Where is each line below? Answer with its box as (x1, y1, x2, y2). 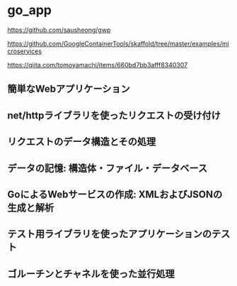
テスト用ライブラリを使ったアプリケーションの (7, 228, 212, 240)
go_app (7, 2, 52, 18)
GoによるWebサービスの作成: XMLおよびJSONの (7, 188, 223, 200)
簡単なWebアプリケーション (7, 83, 131, 95)
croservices (7, 47, 42, 55)
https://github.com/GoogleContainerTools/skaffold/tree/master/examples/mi (7, 39, 230, 48)
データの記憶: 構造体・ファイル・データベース (7, 162, 207, 174)
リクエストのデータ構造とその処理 (7, 136, 156, 148)
